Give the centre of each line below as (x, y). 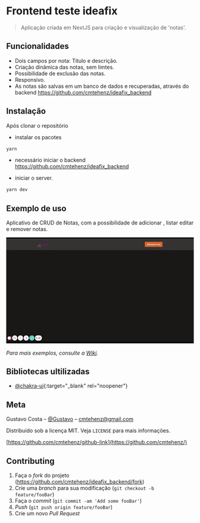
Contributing (30, 461)
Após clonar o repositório (37, 125)
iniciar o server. (34, 178)
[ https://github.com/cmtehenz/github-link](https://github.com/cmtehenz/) (97, 442)
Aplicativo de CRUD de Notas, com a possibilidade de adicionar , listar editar (100, 223)
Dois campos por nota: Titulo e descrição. (66, 60)
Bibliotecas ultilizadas (48, 371)
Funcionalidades (38, 46)
